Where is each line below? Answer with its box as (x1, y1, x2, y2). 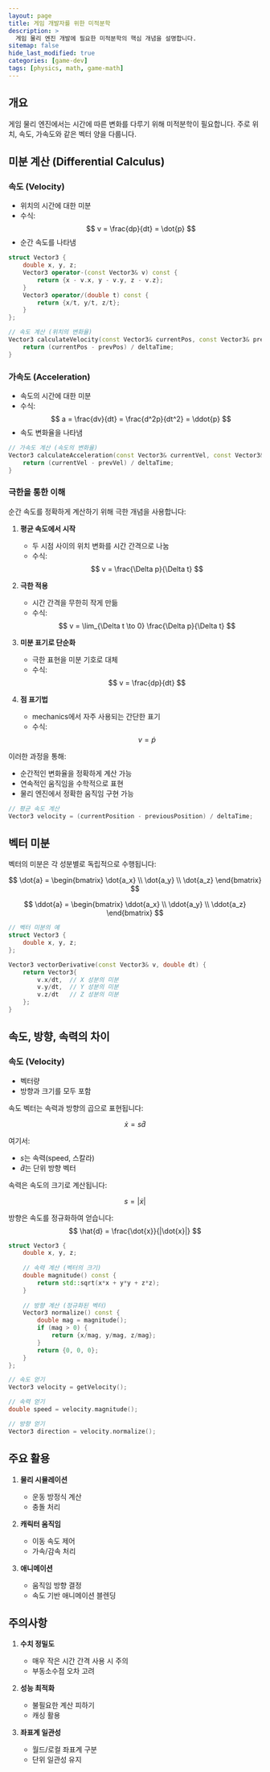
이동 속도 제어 (31, 1536, 76, 1546)
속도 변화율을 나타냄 (19, 428, 83, 437)
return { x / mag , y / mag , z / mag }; (51, 1331, 157, 1339)
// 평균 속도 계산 (8, 805, 60, 813)
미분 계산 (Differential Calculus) (8, 155, 166, 168)
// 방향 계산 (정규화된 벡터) (22, 1302, 107, 1310)
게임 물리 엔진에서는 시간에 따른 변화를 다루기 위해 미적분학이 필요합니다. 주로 (8, 118, 251, 129)
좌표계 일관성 (19, 1728, 62, 1737)
